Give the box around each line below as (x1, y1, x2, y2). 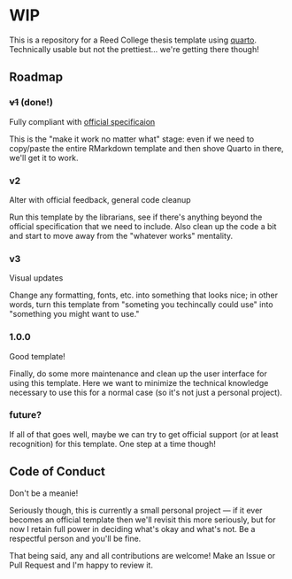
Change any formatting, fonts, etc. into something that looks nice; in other (9, 289, 279, 301)
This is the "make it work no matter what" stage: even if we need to (9, 134, 255, 144)
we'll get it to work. (9, 152, 79, 163)
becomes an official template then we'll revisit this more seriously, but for (9, 514, 276, 525)
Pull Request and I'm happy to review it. (9, 560, 153, 570)
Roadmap (9, 70, 64, 85)
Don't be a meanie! (9, 488, 79, 498)
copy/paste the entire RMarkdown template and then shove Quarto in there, (9, 143, 285, 153)
